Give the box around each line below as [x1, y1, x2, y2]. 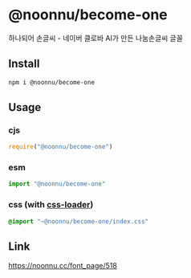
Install [8, 57, 40, 71]
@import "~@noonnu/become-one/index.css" [8, 217, 149, 226]
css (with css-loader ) [8, 199, 94, 211]
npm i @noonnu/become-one [8, 78, 95, 86]
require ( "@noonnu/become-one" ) [8, 143, 113, 151]
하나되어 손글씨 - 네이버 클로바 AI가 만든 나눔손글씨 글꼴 [8, 33, 183, 43]
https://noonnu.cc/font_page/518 [8, 261, 118, 271]
